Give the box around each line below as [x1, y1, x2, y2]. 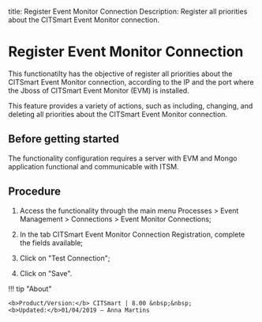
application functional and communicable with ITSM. [8, 161, 179, 171]
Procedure [8, 185, 62, 199]
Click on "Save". [19, 268, 73, 278]
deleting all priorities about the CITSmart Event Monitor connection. [8, 109, 227, 119]
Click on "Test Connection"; [19, 253, 110, 263]
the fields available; [19, 237, 84, 248]
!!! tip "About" [8, 284, 52, 294]
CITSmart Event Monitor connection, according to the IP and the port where [8, 77, 254, 86]
